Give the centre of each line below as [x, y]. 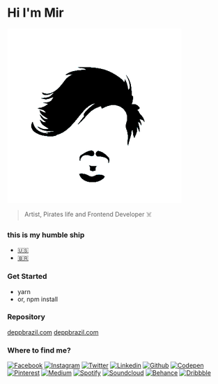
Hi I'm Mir [36, 13]
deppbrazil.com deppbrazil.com [53, 332]
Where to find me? [39, 350]
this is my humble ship [46, 235]
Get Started [27, 277]
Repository [26, 317]
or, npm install [37, 299]
